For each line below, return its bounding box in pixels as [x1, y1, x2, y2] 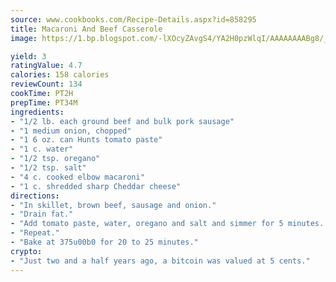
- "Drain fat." [10, 209, 74, 220]
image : [10, 33, 38, 43]
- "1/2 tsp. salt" [10, 163, 87, 173]
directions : [10, 191, 60, 201]
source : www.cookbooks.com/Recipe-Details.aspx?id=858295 [10, 14, 257, 25]
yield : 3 [10, 51, 47, 61]
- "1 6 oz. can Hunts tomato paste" [10, 135, 163, 145]
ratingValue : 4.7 [10, 61, 83, 71]
